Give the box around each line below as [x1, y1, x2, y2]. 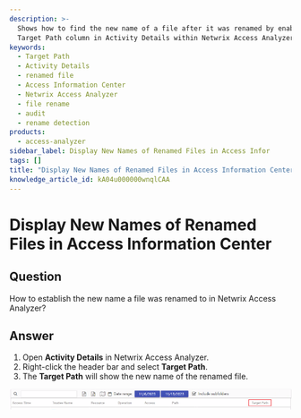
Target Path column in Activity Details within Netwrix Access [17, 33, 258, 42]
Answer [9, 328, 55, 344]
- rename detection [17, 118, 90, 127]
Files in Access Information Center [9, 234, 272, 254]
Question [9, 269, 62, 285]
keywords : [9, 43, 47, 52]
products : [9, 128, 47, 137]
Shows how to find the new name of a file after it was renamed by [17, 23, 275, 33]
